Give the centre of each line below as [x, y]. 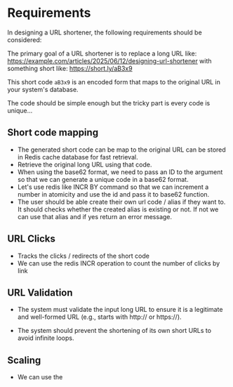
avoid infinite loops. [46, 338]
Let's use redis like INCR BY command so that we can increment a [113, 187]
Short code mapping [53, 132]
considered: [25, 39]
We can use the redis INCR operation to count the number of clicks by [119, 263]
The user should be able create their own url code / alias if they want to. [121, 202]
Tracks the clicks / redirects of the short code [83, 256]
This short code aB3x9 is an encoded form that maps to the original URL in [114, 81]
